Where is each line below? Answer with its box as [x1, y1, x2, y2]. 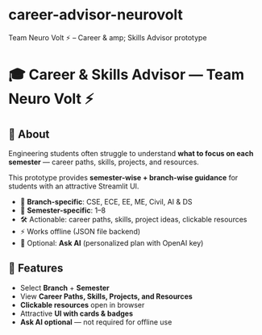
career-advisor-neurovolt [8, 6, 184, 24]
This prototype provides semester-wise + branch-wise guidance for [8, 172, 239, 182]
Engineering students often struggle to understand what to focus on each [8, 148, 254, 158]
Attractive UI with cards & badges [19, 308, 134, 318]
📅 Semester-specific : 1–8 [19, 205, 106, 215]
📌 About [8, 127, 50, 141]
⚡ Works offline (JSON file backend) [19, 226, 141, 236]
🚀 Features [8, 262, 64, 275]
